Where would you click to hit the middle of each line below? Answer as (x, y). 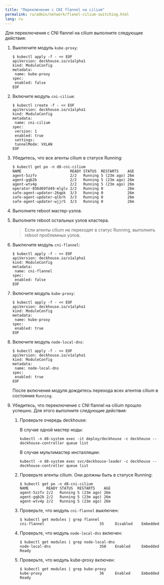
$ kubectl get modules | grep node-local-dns (67, 542)
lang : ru (14, 19)
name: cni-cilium (32, 123)
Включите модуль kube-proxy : (43, 293)
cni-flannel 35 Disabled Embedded (89, 524)
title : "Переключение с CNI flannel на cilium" (55, 10)
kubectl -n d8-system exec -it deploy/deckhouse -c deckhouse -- (88, 439)
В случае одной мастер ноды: (51, 430)
